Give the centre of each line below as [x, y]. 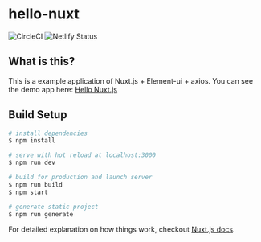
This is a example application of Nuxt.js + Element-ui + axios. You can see [131, 80]
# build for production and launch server [80, 178]
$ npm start [28, 192]
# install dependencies [48, 133]
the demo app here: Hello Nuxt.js [63, 89]
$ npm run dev [32, 163]
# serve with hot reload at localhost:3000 [82, 155]
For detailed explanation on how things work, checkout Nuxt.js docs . [122, 229]
